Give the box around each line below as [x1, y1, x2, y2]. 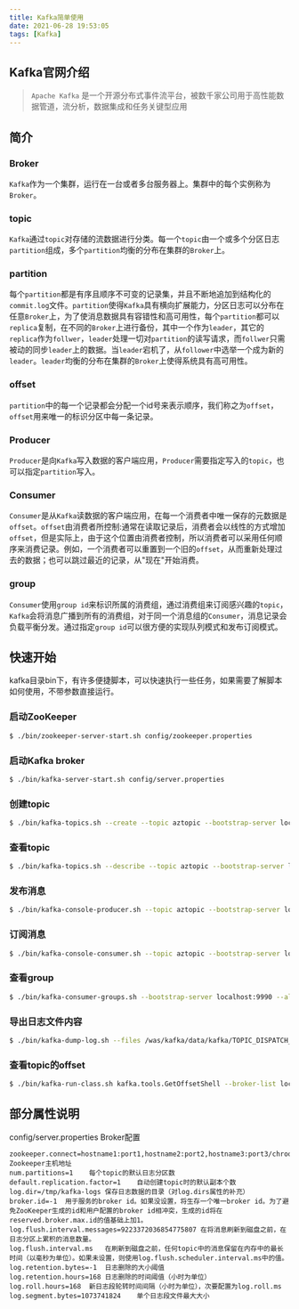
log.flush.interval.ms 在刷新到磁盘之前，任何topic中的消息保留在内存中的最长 [9, 1244, 284, 1253]
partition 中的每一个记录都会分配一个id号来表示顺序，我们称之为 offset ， [9, 400, 279, 411]
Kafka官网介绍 [9, 64, 91, 80]
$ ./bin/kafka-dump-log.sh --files [9, 1036, 141, 1045]
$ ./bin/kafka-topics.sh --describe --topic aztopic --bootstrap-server [9, 862, 285, 871]
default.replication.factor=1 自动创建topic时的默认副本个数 [9, 1177, 237, 1187]
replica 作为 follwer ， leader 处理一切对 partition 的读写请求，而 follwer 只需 [9, 333, 286, 344]
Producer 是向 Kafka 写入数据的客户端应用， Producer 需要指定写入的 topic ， [9, 455, 278, 466]
